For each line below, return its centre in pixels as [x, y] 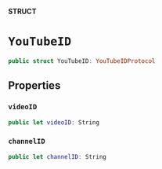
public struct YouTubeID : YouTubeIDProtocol [82, 61]
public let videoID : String [54, 122]
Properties [34, 86]
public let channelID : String [58, 156]
